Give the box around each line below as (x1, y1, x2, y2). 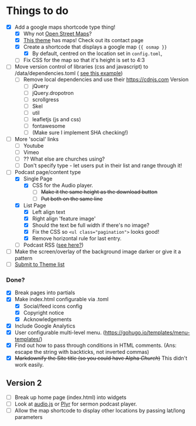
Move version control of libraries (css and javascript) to (14, 63, 148, 70)
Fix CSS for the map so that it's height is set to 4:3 (23, 57, 145, 64)
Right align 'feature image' (32, 215, 96, 222)
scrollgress (32, 96, 59, 103)
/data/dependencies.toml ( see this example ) (14, 70, 123, 77)
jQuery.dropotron (32, 89, 74, 96)
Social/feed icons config (23, 302, 83, 309)
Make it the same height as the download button (40, 189, 158, 196)
